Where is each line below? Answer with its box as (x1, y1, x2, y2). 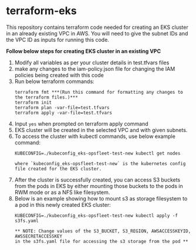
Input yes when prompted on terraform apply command (14, 120, 148, 127)
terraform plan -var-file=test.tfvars (14, 104, 110, 110)
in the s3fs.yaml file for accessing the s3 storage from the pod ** (14, 238, 189, 244)
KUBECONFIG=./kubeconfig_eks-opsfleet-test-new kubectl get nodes (14, 150, 181, 156)
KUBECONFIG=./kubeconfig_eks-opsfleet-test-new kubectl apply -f (14, 212, 178, 219)
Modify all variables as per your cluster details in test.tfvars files (14, 59, 170, 66)
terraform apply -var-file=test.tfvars (14, 110, 113, 116)
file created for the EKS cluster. (14, 166, 102, 172)
